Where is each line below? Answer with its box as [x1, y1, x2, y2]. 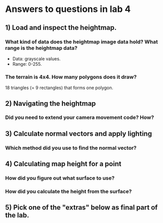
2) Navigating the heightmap [5, 99, 96, 108]
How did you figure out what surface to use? [5, 175, 115, 182]
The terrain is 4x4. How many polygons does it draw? [5, 73, 137, 80]
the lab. [5, 211, 29, 220]
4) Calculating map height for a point [5, 160, 122, 168]
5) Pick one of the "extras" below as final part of [5, 203, 158, 212]
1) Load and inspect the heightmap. [5, 23, 117, 32]
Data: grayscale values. [12, 56, 61, 62]
